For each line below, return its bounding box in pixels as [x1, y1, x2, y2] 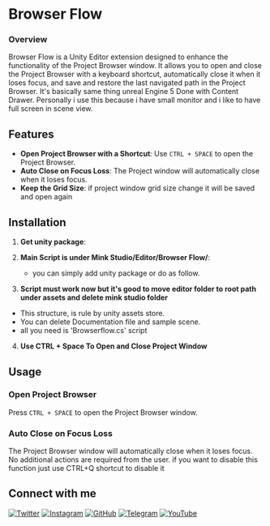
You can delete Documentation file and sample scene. [19, 317, 201, 327]
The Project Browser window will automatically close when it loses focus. [8, 447, 253, 456]
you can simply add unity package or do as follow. [32, 268, 200, 278]
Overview [8, 34, 48, 45]
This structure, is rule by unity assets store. [19, 309, 165, 319]
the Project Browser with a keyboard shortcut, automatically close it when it [8, 70, 261, 79]
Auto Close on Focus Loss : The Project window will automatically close [19, 166, 260, 176]
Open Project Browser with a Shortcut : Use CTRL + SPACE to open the [19, 149, 254, 159]
